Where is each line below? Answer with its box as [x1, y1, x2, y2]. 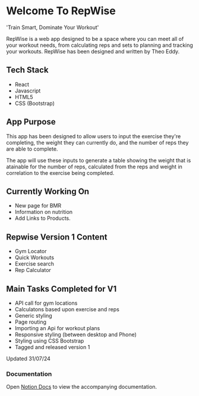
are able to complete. [6, 145, 58, 152]
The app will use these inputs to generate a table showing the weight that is [6, 157, 191, 164]
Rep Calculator [14, 267, 52, 274]
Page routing [14, 318, 46, 325]
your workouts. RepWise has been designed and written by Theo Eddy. [6, 47, 180, 55]
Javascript [14, 87, 41, 94]
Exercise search [14, 260, 55, 267]
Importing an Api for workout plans [14, 325, 100, 331]
